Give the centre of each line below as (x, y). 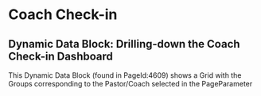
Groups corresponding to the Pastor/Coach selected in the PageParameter (130, 84)
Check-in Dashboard (60, 56)
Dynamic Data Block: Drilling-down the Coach (124, 44)
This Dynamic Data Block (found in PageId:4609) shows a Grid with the (125, 75)
